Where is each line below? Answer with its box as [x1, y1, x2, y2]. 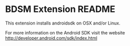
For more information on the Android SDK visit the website [5, 29, 125, 35]
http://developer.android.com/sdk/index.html [5, 35, 97, 41]
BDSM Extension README [5, 3, 115, 15]
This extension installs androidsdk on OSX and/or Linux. [5, 20, 120, 26]
